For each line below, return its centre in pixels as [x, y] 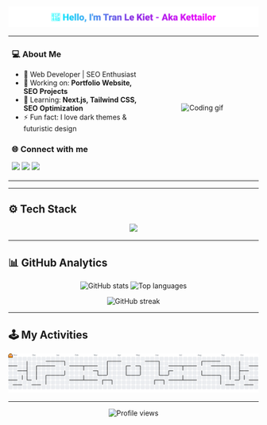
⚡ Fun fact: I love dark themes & [75, 117]
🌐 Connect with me [50, 149]
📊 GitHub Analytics [58, 262]
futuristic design [50, 128]
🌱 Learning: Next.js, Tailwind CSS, [80, 99]
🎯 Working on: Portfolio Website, [78, 83]
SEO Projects [46, 91]
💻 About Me [37, 54]
